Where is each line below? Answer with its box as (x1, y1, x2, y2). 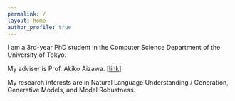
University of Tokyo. (7, 51, 67, 59)
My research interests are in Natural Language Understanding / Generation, (7, 78, 229, 87)
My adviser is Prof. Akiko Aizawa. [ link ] (7, 65, 122, 73)
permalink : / (7, 10, 46, 18)
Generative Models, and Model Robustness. (7, 86, 136, 95)
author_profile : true (7, 23, 72, 31)
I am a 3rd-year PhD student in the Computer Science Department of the (7, 43, 221, 52)
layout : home (7, 17, 46, 24)
